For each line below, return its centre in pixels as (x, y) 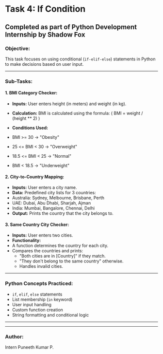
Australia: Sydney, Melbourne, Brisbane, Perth (58, 198)
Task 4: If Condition (45, 9)
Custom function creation (37, 310)
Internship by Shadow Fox (45, 34)
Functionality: (26, 241)
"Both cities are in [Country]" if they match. (62, 256)
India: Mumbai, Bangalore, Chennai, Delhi (53, 208)
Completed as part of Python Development (71, 27)
